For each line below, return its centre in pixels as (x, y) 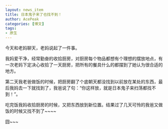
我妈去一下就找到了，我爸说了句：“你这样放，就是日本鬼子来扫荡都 (78, 88)
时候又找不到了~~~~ (35, 111)
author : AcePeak (22, 19)
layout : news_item (24, 10)
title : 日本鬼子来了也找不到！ (33, 14)
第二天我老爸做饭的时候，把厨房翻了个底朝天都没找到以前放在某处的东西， (82, 81)
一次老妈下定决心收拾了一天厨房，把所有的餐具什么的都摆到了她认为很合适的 (84, 65)
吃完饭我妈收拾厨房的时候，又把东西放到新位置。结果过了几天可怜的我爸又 (82, 105)
